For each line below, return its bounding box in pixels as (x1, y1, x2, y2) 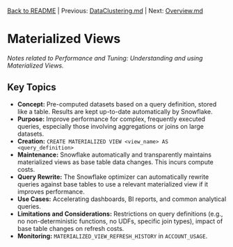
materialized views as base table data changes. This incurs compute (17, 157, 214, 166)
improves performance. (17, 187, 85, 196)
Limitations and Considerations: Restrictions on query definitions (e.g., (17, 209, 223, 218)
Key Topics (7, 81, 57, 93)
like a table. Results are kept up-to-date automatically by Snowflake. (17, 107, 214, 115)
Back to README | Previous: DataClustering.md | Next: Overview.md (7, 7, 204, 15)
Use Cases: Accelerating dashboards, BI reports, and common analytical (17, 195, 227, 203)
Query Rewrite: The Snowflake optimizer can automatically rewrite (17, 173, 209, 181)
